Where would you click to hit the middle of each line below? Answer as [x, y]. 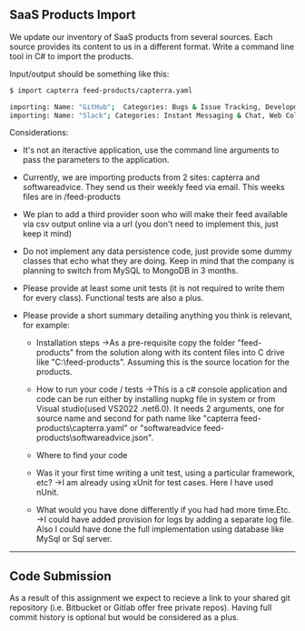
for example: [46, 326]
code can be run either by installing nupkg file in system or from [156, 399]
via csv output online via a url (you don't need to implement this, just [150, 224]
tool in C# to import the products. [72, 56]
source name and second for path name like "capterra [137, 418]
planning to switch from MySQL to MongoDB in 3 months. [130, 271]
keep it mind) [47, 234]
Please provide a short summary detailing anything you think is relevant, [157, 315]
